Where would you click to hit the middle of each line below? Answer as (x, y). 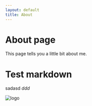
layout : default (22, 10)
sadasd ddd (18, 88)
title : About (19, 15)
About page (30, 40)
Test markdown (39, 74)
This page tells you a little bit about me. (46, 54)
